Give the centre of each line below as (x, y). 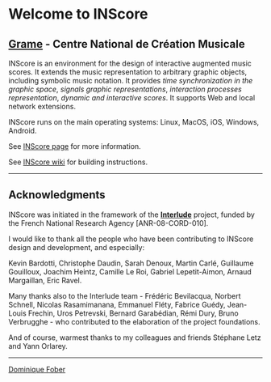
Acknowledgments (57, 195)
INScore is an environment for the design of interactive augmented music (130, 63)
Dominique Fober (37, 369)
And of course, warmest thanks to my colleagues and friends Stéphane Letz (135, 337)
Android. (23, 131)
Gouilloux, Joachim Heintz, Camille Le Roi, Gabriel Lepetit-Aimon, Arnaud (130, 271)
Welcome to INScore (78, 14)
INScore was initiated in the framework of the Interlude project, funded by (132, 214)
